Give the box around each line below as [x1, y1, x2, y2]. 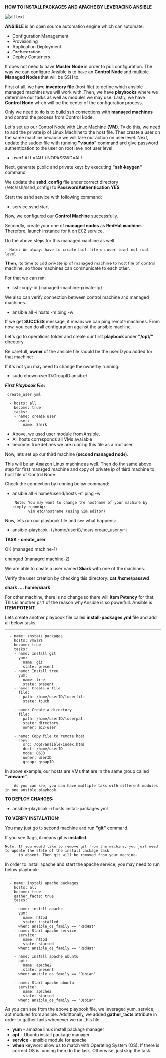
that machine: [5, 354, 33, 360]
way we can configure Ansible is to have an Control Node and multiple [5, 69, 149, 75]
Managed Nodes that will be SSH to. [5, 74, 80, 80]
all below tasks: [5, 620, 37, 626]
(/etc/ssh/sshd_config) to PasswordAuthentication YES [5, 184, 120, 190]
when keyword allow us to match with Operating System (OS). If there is [12, 1042, 160, 1048]
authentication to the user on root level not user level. [5, 145, 114, 151]
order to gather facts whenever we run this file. [5, 1017, 101, 1022]
